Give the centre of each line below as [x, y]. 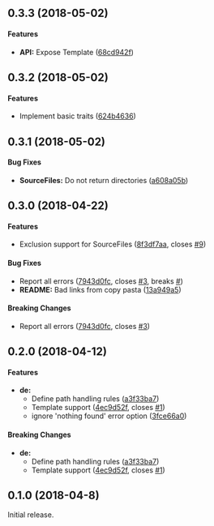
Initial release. [31, 515]
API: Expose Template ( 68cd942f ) [77, 52]
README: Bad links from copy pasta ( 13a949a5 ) [100, 289]
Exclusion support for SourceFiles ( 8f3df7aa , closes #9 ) [113, 244]
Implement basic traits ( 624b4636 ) [78, 116]
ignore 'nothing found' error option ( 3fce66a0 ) [109, 416]
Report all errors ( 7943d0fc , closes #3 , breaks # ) [101, 281]
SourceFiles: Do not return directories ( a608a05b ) [104, 180]
